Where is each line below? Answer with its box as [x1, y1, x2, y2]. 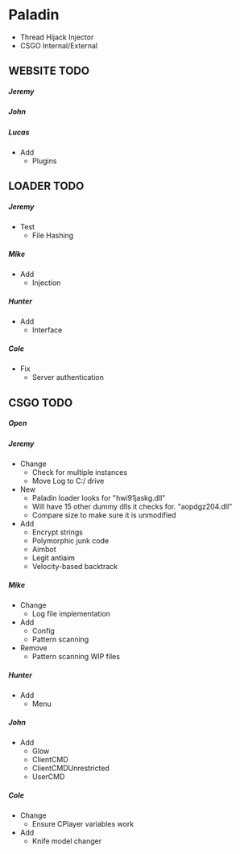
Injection [31, 278, 61, 287]
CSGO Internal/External [19, 40, 98, 50]
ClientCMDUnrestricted [31, 763, 110, 773]
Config [31, 626, 55, 636]
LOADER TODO [8, 179, 85, 193]
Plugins [31, 156, 57, 166]
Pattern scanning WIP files [31, 652, 121, 662]
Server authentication [31, 373, 105, 382]
